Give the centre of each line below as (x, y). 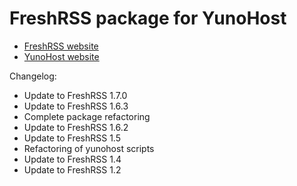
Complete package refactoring (87, 116)
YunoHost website (61, 56)
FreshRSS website (61, 46)
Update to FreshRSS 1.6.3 (76, 106)
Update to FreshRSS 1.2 (72, 169)
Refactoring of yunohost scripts (89, 148)
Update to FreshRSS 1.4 (72, 159)
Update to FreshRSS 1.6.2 (76, 127)
